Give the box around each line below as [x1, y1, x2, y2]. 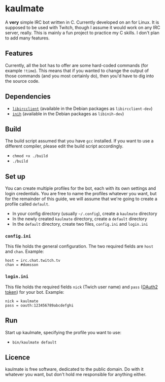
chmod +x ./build [12, 154, 48, 159]
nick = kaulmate [5, 299, 38, 304]
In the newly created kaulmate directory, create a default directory [12, 216, 147, 222]
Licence [5, 353, 31, 361]
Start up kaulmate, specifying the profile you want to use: [5, 329, 122, 335]
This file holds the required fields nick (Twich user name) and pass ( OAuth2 [5, 284, 158, 290]
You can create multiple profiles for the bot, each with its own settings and [5, 185, 156, 191]
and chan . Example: [5, 248, 44, 254]
